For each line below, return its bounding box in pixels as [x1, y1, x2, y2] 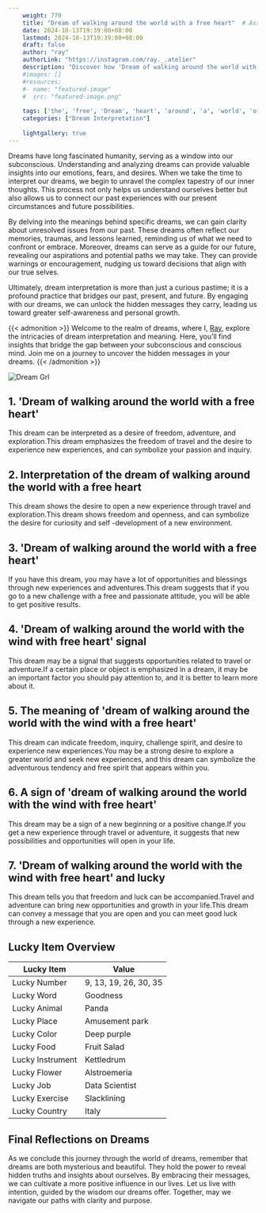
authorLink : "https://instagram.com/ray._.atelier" [22, 56, 196, 64]
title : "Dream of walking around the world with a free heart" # [22, 19, 246, 27]
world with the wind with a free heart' [8, 717, 197, 730]
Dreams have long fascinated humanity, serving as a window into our [8, 151, 234, 161]
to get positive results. [8, 600, 81, 609]
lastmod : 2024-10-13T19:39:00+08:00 [22, 33, 144, 42]
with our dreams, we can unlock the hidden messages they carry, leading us [8, 299, 257, 309]
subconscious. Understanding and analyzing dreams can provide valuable [8, 159, 250, 169]
